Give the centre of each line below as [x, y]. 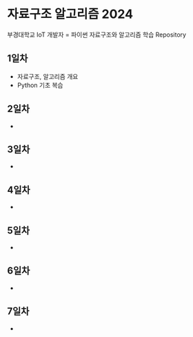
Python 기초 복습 [40, 85]
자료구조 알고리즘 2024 [70, 14]
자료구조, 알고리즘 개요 [48, 76]
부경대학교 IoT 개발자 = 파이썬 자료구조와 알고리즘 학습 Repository [97, 35]
